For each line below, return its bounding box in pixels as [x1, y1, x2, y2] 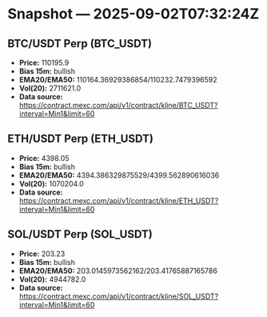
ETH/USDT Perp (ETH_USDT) [7, 132, 153, 146]
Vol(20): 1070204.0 [18, 179, 85, 188]
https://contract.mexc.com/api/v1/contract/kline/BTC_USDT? [18, 101, 218, 110]
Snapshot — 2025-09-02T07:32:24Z [7, 5, 260, 23]
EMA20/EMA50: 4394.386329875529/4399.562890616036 [18, 170, 220, 180]
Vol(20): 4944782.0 [18, 274, 86, 284]
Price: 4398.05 [18, 153, 70, 163]
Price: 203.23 [18, 249, 66, 259]
